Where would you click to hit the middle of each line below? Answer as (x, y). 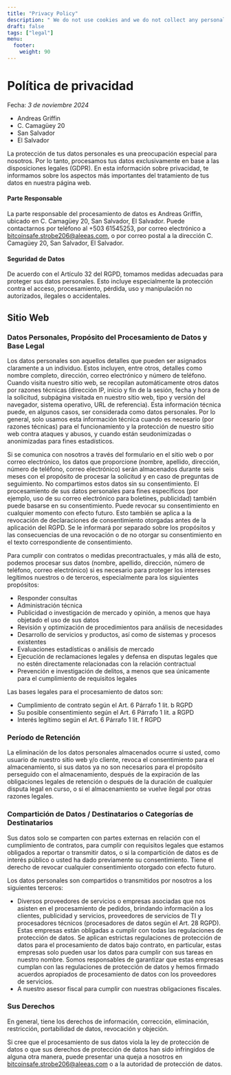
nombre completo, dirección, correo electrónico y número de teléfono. (107, 375)
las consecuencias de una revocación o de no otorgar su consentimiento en (114, 534)
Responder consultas (47, 598)
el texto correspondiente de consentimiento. (70, 542)
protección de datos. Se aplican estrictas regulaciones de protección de (119, 937)
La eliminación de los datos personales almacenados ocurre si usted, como (114, 752)
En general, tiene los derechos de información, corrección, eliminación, (108, 1021)
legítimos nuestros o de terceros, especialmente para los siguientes (103, 577)
